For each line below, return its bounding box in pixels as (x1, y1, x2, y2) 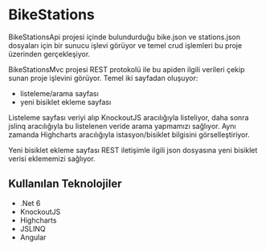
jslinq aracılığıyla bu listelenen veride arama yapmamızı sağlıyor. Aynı (8, 121, 236, 131)
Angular (19, 232, 47, 242)
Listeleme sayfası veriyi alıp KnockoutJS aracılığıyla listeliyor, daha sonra (8, 112, 249, 122)
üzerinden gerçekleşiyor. (8, 49, 91, 58)
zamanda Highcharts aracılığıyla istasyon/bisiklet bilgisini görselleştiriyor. (8, 130, 251, 139)
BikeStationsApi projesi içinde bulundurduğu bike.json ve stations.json (8, 32, 241, 42)
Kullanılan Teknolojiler (8, 177, 122, 191)
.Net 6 (19, 198, 41, 208)
